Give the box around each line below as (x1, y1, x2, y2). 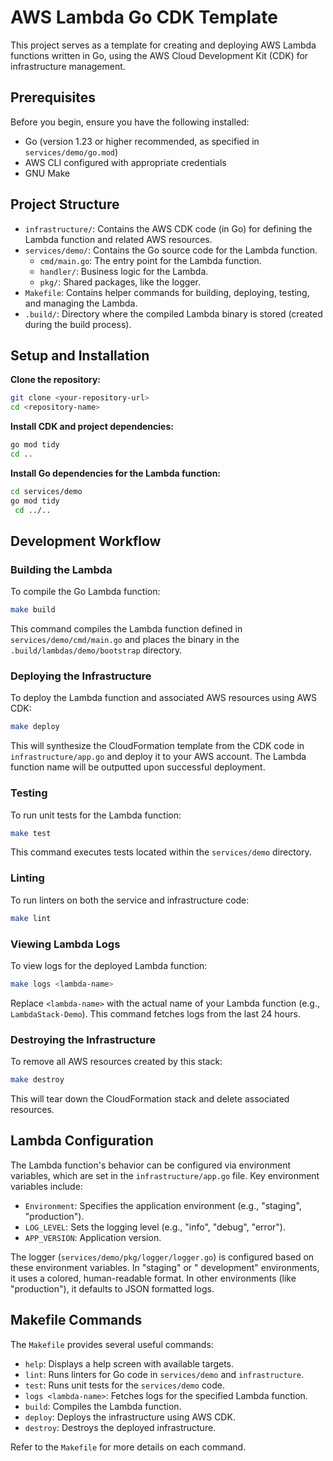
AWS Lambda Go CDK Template (10, 6, 278, 29)
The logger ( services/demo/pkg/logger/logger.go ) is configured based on (10, 1251, 315, 1263)
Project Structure (10, 196, 120, 213)
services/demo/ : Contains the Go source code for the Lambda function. (24, 244, 318, 256)
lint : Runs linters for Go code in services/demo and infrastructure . (24, 1368, 305, 1380)
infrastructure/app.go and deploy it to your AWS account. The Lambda (10, 751, 307, 763)
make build (10, 605, 56, 615)
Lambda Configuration (10, 1132, 154, 1150)
